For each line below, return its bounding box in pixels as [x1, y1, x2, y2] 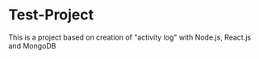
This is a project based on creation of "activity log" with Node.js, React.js [8, 32, 252, 42]
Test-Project [8, 6, 94, 24]
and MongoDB [8, 40, 56, 50]
